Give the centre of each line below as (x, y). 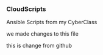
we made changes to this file (43, 34)
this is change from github (39, 46)
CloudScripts (26, 9)
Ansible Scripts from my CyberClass (52, 22)
